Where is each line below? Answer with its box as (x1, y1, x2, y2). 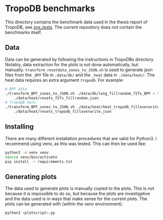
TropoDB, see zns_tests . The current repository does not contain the (5, 24, 142, 30)
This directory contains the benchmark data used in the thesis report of (5, 19, 148, 25)
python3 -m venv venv (5, 150, 49, 155)
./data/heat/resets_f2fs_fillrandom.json (14, 95, 98, 100)
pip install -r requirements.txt (5, 159, 73, 164)
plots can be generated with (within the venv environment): (5, 201, 123, 207)
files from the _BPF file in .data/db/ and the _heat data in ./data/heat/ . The (5, 72, 155, 78)
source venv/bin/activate (5, 154, 57, 160)
